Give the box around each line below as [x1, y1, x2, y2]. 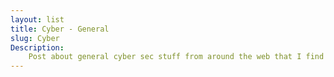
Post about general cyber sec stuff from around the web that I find [28, 52, 325, 62]
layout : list [10, 14, 65, 25]
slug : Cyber [10, 33, 60, 43]
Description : [10, 42, 65, 53]
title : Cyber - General [10, 24, 110, 34]
